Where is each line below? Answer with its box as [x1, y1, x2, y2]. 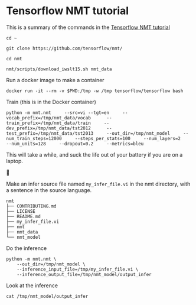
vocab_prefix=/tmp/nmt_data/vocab [6, 115, 92, 121]
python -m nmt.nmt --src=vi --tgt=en [6, 109, 110, 116]
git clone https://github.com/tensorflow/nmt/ [6, 46, 123, 51]
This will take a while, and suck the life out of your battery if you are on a [6, 151, 183, 158]
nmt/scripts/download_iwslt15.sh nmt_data [6, 66, 112, 72]
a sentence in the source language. [6, 186, 92, 193]
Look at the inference [6, 282, 58, 289]
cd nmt [6, 56, 22, 61]
